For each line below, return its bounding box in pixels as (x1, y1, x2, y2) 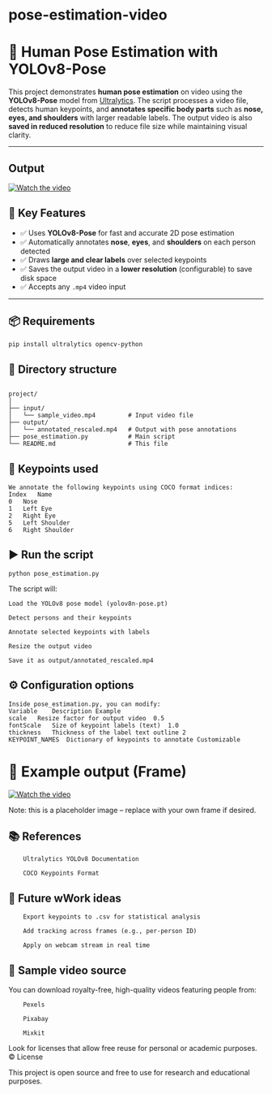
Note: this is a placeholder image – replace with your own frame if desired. (8, 805, 257, 815)
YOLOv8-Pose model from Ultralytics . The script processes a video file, (8, 96, 249, 106)
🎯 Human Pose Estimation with (8, 43, 219, 62)
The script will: (8, 583, 58, 594)
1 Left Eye (8, 505, 53, 513)
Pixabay (23, 1015, 49, 1023)
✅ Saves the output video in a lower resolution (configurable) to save (19, 264, 253, 274)
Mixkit (23, 1029, 45, 1037)
